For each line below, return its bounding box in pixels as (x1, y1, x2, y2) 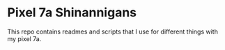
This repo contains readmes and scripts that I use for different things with (7, 27, 218, 36)
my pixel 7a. (7, 34, 42, 42)
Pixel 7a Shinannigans (7, 5, 137, 21)
